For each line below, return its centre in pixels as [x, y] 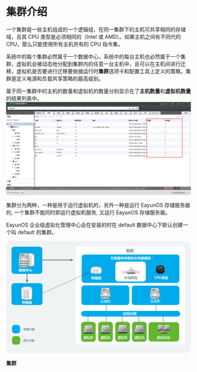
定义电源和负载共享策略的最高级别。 [60, 78]
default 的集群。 [37, 232]
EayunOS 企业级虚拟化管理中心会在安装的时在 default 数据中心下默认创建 [95, 225]
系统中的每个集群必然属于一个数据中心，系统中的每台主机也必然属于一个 [93, 56]
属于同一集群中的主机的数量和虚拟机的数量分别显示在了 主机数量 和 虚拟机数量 [98, 91]
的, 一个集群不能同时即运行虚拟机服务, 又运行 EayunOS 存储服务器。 [88, 212]
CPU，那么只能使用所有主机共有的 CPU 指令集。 [65, 44]
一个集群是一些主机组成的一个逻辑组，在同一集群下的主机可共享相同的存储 [96, 29]
